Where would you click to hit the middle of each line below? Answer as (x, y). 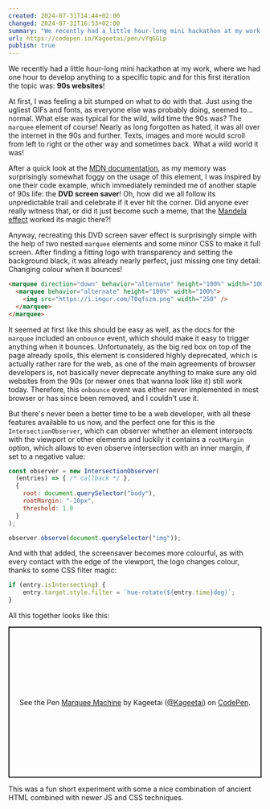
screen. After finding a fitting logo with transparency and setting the (121, 252)
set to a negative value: (47, 456)
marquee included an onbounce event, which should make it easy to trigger (129, 338)
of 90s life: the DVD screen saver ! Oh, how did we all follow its (112, 194)
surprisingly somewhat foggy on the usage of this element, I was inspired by (135, 177)
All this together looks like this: (59, 615)
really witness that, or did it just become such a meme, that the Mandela (128, 211)
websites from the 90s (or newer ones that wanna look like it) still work (125, 381)
